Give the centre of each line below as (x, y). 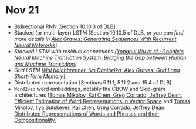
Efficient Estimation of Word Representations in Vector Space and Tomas (102, 101)
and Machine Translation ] (45, 64)
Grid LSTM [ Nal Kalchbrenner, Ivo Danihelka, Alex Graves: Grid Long (97, 70)
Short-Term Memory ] (40, 76)
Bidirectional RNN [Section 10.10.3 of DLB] (65, 26)
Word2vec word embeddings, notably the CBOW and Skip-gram (89, 89)
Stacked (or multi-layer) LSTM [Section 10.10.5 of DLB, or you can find (99, 32)
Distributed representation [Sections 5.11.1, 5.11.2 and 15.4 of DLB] (93, 82)
